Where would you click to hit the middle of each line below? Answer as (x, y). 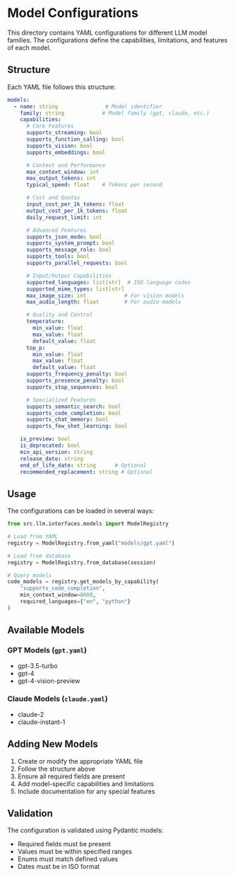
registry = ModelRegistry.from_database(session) (82, 562)
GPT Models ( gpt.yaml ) (47, 650)
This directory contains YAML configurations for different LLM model (107, 33)
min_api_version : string (56, 452)
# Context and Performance (66, 165)
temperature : (45, 322)
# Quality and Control (59, 315)
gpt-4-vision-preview (49, 681)
